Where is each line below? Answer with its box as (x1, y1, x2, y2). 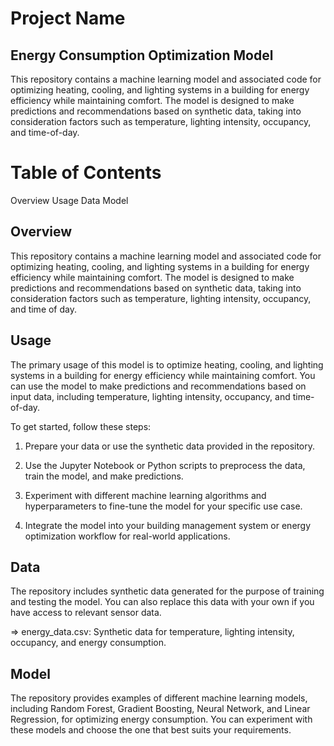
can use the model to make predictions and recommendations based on (10, 380, 307, 392)
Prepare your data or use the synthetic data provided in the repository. (24, 440, 316, 452)
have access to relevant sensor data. (10, 607, 162, 619)
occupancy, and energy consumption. (10, 637, 167, 649)
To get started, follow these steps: (10, 420, 152, 432)
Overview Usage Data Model (10, 194, 129, 206)
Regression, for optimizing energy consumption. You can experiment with (10, 713, 313, 726)
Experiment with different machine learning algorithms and (24, 489, 267, 501)
